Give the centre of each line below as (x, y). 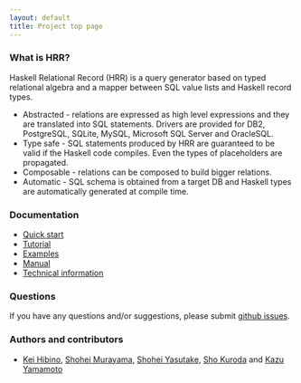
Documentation (44, 215)
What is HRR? (40, 58)
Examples (41, 254)
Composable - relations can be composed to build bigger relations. (147, 172)
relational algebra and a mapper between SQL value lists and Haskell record (150, 87)
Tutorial (37, 244)
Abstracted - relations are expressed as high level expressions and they (156, 114)
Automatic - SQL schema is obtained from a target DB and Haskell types (157, 181)
